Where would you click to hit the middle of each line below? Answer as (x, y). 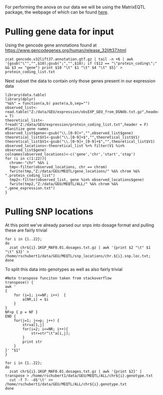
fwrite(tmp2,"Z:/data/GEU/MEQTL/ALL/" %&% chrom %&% (64, 184)
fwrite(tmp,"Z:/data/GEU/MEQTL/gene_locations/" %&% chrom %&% (74, 171)
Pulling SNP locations (49, 212)
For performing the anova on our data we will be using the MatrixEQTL (75, 7)
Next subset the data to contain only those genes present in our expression (80, 81)
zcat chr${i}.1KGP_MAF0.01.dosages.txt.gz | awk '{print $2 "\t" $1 (80, 247)
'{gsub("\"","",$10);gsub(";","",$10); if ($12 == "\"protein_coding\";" (81, 63)
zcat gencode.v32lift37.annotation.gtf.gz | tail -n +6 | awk (69, 59)
